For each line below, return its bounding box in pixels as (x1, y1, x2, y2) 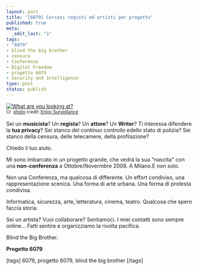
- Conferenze (6, 58, 39, 64)
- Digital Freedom (6, 64, 52, 70)
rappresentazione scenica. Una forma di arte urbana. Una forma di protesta (6, 180, 191, 187)
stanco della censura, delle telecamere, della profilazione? (6, 132, 149, 140)
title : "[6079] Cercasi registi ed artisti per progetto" (6, 14, 153, 20)
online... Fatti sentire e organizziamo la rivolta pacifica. (6, 222, 140, 229)
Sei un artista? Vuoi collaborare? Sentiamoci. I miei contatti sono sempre (6, 216, 184, 223)
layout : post (6, 8, 39, 15)
